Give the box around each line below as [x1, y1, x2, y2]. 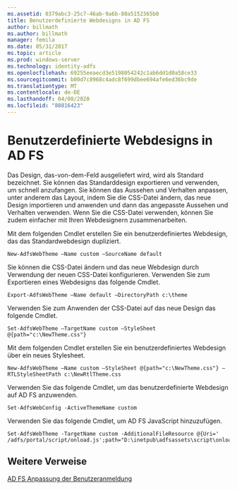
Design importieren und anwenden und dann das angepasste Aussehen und [7, 200, 229, 209]
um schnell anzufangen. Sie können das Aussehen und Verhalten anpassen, [7, 185, 229, 194]
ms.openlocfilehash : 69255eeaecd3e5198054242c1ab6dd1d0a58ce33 [7, 69, 197, 76]
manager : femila [7, 37, 55, 44]
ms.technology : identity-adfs [7, 63, 97, 70]
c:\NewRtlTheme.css [63, 371, 121, 378]
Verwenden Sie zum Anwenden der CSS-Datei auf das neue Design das [7, 304, 217, 312]
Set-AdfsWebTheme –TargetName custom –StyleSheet [7, 325, 157, 332]
